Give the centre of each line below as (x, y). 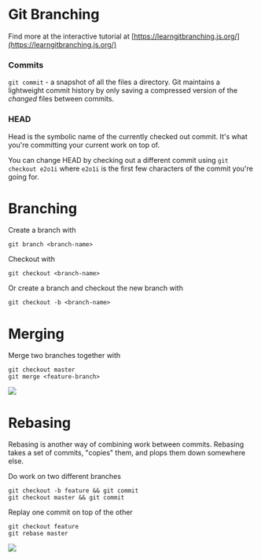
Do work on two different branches (65, 477)
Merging (36, 334)
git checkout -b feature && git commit (74, 491)
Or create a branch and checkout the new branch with (96, 288)
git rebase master (38, 534)
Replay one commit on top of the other (71, 512)
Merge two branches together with (64, 356)
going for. (24, 177)
